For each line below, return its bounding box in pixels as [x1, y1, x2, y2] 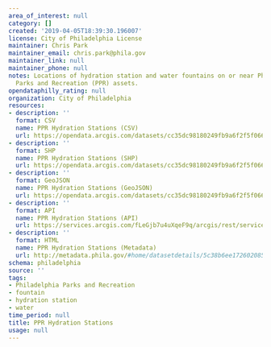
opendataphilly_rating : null [8, 86, 106, 95]
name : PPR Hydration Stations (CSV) [15, 124, 139, 132]
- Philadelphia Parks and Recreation [8, 281, 135, 290]
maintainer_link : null [8, 57, 85, 65]
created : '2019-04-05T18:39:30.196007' [8, 27, 143, 35]
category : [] [8, 19, 52, 27]
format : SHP [15, 147, 56, 155]
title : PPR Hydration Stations [8, 319, 114, 327]
